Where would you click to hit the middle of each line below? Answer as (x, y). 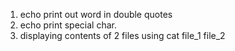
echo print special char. (68, 25)
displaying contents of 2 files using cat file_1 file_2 (122, 35)
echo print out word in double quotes (96, 14)
